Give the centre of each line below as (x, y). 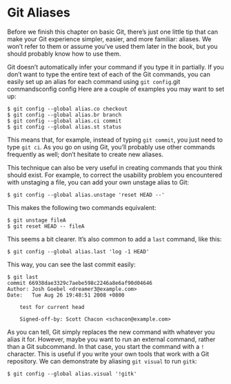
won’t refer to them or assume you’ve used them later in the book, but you (113, 46)
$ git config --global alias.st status (64, 127)
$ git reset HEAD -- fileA (46, 226)
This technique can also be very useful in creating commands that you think (115, 167)
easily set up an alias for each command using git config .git (94, 81)
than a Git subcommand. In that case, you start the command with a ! (106, 346)
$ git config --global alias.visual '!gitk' (72, 374)
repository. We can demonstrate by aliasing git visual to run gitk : (102, 361)
